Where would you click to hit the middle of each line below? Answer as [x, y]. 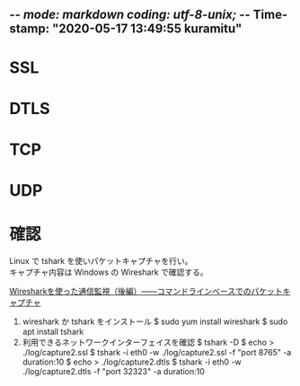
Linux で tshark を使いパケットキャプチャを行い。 [101, 261]
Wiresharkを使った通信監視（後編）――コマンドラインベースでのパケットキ [150, 292]
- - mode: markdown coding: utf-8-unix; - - [130, 15]
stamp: [30, 29]
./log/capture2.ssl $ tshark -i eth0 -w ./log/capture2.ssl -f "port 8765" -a [157, 353]
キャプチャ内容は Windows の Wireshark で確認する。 [109, 272]
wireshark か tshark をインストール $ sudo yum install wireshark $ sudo [155, 321]
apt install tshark [53, 332]
